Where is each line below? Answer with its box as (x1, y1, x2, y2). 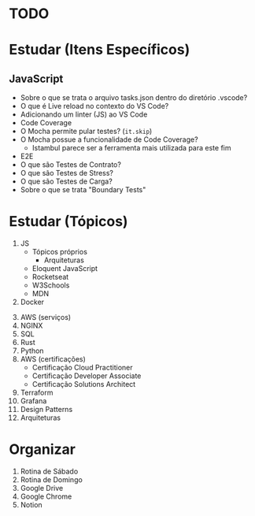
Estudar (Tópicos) (9, 213, 128, 231)
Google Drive (20, 484, 64, 493)
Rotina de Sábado (20, 466, 79, 477)
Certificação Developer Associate (31, 371, 142, 381)
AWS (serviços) (20, 313, 72, 322)
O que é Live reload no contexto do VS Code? (20, 102, 169, 111)
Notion (20, 500, 42, 510)
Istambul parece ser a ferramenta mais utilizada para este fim (31, 143, 231, 153)
